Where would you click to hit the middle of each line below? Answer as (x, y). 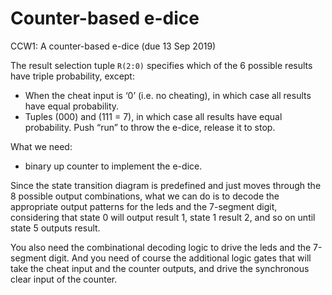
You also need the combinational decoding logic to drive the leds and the (161, 247)
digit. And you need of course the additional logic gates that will (180, 258)
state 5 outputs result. (55, 228)
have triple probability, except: (72, 76)
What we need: (41, 146)
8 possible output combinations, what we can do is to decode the (145, 196)
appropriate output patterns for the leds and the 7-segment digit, (144, 206)
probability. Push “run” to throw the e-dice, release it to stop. (150, 127)
